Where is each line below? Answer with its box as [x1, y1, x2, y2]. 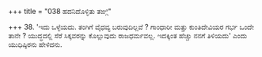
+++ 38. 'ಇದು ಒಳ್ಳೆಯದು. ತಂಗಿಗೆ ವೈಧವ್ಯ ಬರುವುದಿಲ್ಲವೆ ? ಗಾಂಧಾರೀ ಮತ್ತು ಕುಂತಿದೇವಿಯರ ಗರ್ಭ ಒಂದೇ [8, 23, 255, 31]
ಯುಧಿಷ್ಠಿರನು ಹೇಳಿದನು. [8, 40, 63, 49]
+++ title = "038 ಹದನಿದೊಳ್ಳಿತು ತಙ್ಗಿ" [8, 7, 112, 16]
